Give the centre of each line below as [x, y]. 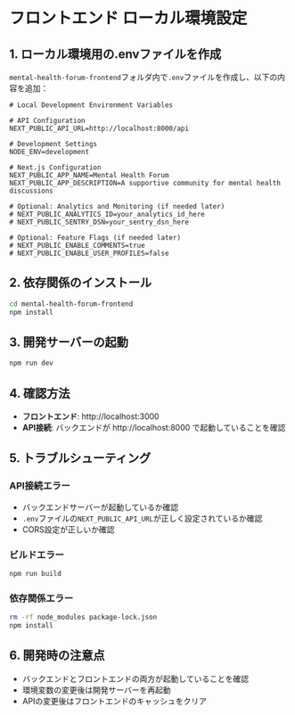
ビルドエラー [37, 555]
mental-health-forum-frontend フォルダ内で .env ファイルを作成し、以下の [143, 77]
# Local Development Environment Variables [91, 105]
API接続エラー [40, 486]
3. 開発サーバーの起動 [69, 342]
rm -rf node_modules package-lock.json [83, 617]
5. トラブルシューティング [80, 459]
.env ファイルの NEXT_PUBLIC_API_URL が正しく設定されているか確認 [142, 518]
